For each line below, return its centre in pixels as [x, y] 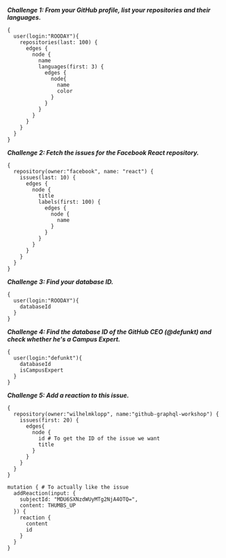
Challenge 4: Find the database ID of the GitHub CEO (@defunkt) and [110, 332]
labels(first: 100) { [69, 202]
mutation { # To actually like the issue [68, 487]
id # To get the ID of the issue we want [99, 438]
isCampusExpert [42, 370]
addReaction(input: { [45, 493]
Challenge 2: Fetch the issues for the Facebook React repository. [103, 153]
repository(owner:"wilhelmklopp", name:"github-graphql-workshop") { [116, 414]
